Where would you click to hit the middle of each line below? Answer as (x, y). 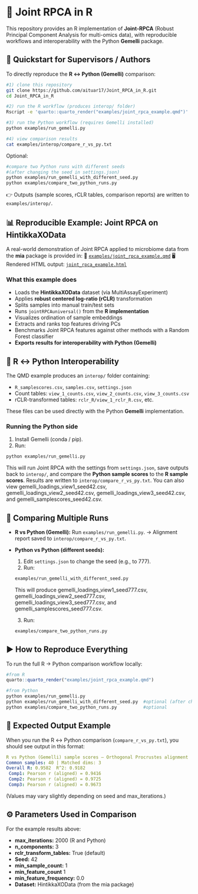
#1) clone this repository (39, 85)
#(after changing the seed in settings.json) (63, 172)
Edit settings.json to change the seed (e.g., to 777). (87, 561)
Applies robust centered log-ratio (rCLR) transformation (83, 299)
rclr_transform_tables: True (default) (60, 853)
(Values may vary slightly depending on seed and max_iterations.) (86, 796)
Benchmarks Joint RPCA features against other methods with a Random (102, 330)
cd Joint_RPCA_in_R (30, 96)
